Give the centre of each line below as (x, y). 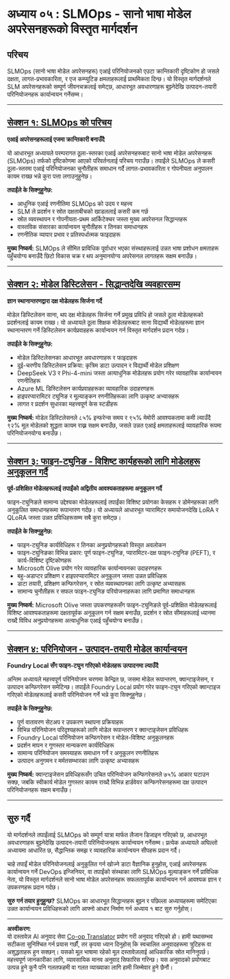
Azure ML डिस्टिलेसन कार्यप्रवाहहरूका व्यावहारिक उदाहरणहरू (85, 388)
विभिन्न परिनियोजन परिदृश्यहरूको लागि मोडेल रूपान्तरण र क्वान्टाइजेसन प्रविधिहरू (103, 730)
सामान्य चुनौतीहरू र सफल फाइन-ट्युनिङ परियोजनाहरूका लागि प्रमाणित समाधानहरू (106, 591)
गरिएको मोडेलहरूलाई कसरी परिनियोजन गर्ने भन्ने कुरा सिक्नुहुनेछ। (77, 695)
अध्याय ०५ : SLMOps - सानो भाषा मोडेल (99, 14)
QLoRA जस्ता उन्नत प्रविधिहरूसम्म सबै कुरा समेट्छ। (64, 518)
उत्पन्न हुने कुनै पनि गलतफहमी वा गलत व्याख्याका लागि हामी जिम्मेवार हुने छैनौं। (90, 967)
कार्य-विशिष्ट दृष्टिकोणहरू (44, 561)
